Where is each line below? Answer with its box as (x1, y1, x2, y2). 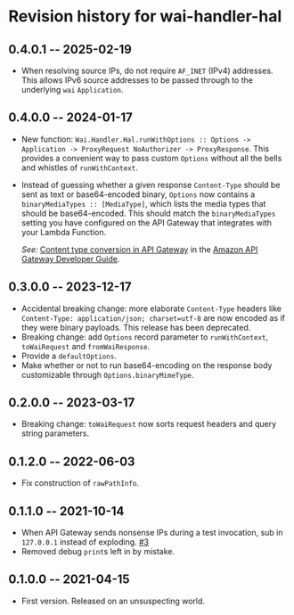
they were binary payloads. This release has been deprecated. (20, 322, 251, 332)
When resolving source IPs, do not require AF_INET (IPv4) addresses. (20, 65, 274, 76)
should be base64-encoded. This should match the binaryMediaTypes (20, 208, 276, 218)
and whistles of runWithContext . (20, 162, 139, 173)
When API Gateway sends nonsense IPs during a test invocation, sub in (20, 528, 283, 538)
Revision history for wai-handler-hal (8, 6, 282, 27)
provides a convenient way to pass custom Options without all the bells (20, 152, 282, 163)
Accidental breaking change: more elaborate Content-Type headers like (20, 303, 282, 314)
